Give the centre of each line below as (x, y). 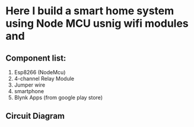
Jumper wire (30, 85)
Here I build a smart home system (90, 11)
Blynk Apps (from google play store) (58, 97)
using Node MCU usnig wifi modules (97, 23)
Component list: (36, 58)
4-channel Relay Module (44, 79)
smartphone (29, 91)
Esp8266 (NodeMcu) (40, 72)
